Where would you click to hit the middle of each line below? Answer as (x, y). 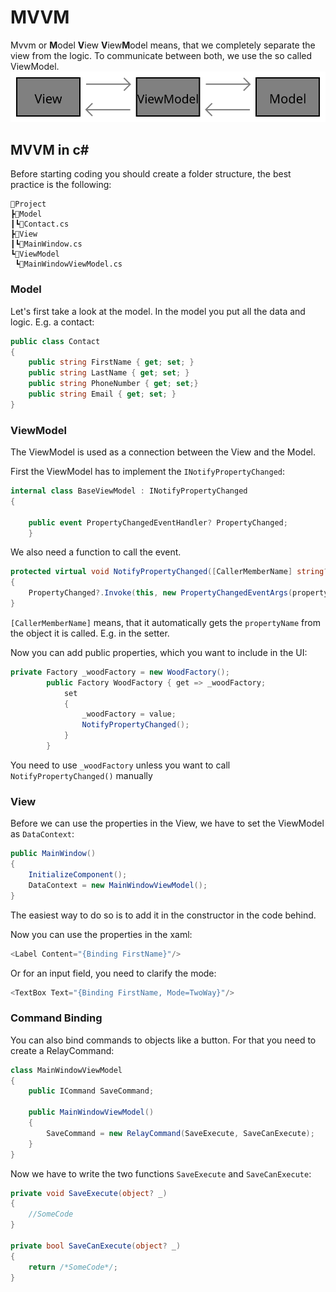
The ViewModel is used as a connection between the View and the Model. (163, 452)
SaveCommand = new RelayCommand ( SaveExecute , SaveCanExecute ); (180, 1133)
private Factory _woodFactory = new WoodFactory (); (120, 672)
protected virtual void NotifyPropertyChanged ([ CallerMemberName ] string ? (169, 572)
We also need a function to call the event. (96, 552)
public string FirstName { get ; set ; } (111, 362)
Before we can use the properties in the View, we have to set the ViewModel (167, 823)
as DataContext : (42, 834)
